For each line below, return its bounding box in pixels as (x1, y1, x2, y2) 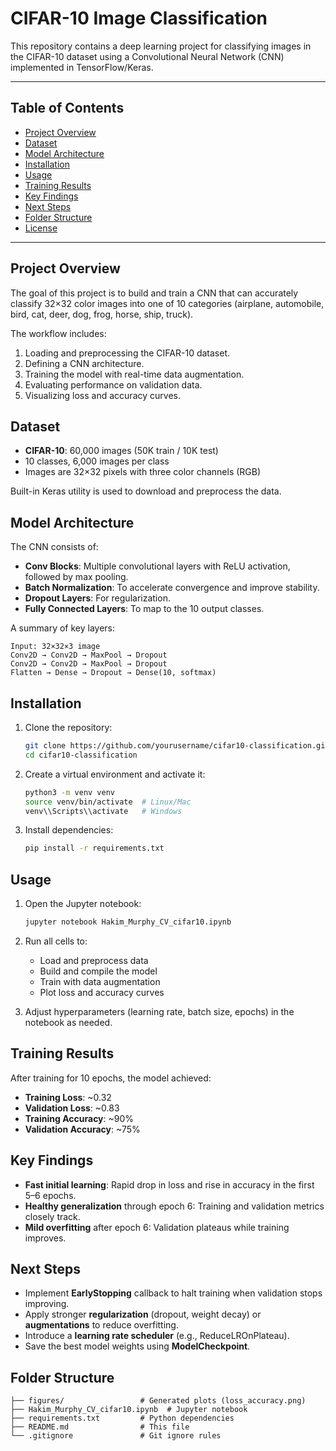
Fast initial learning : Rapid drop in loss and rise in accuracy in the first (24, 1178, 315, 1191)
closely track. (24, 1210, 81, 1222)
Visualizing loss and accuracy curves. (24, 389, 181, 401)
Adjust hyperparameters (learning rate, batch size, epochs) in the (24, 1005, 295, 1017)
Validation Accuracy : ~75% (24, 1123, 141, 1135)
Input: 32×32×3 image (10, 642, 101, 652)
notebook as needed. (24, 1016, 113, 1028)
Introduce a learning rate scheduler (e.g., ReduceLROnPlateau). (24, 1330, 290, 1342)
